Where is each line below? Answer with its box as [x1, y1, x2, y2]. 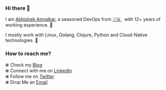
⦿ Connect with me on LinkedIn [5, 67, 72, 74]
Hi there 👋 [5, 5, 31, 12]
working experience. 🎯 [5, 22, 53, 28]
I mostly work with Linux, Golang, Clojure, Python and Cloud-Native [5, 32, 148, 38]
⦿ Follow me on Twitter [5, 73, 54, 79]
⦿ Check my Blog [5, 61, 43, 68]
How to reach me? [5, 50, 51, 57]
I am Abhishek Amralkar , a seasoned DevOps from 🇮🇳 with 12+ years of [5, 16, 161, 22]
